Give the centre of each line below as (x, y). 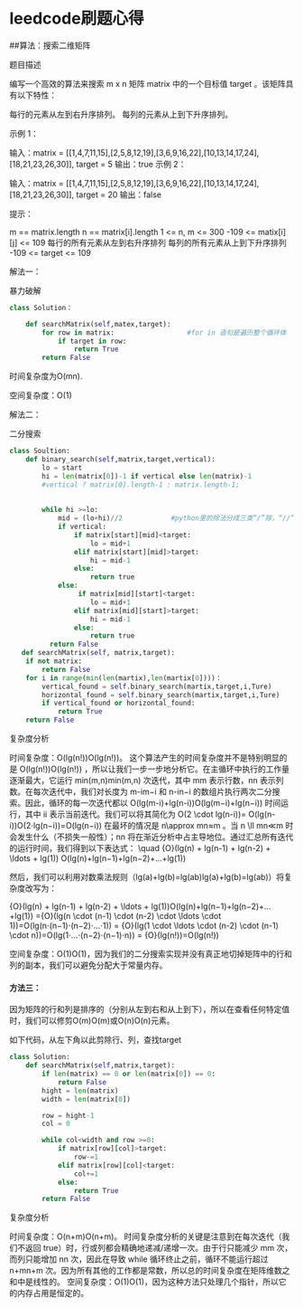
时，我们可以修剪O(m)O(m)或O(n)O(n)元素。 (92, 1021)
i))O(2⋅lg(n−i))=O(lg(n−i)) (55, 826)
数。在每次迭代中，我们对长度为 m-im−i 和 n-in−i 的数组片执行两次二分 (141, 791)
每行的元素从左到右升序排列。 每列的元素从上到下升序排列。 (121, 114)
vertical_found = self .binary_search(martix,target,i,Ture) (157, 687)
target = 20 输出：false (119, 194)
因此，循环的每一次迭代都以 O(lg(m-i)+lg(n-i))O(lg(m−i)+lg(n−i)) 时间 (153, 803)
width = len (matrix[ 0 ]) (86, 1099)
